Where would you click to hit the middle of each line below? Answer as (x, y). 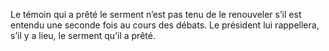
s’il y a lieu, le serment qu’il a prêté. (83, 35)
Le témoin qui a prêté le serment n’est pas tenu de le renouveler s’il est (156, 14)
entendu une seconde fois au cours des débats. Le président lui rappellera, (165, 25)
